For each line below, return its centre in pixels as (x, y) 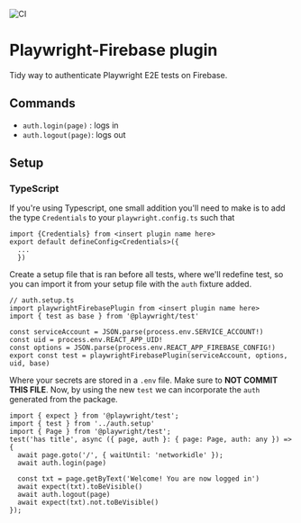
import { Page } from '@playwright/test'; (90, 432)
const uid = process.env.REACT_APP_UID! (87, 340)
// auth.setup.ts (42, 301)
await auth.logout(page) (64, 495)
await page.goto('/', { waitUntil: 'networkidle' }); (120, 455)
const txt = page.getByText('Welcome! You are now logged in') (138, 479)
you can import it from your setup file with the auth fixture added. (131, 284)
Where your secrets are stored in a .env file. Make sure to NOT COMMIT (144, 380)
